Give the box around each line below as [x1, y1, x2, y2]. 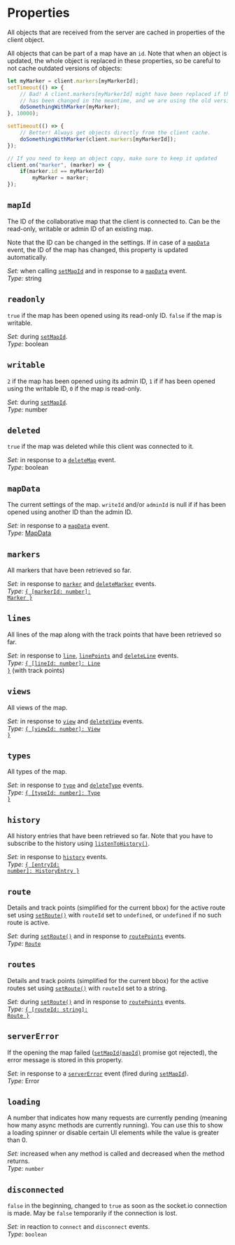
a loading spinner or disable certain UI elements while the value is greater [7, 1129, 219, 1137]
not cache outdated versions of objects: [7, 64, 122, 72]
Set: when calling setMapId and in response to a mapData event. [7, 266, 187, 274]
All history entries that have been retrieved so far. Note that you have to [7, 832, 213, 840]
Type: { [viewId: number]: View [7, 724, 101, 732]
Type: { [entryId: [7, 860, 60, 869]
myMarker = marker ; [32, 174, 90, 181]
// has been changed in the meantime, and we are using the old [20, 97, 211, 104]
